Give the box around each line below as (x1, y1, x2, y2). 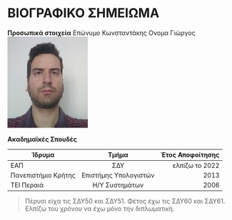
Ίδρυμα (31, 151, 55, 159)
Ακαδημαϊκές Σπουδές (7, 135, 77, 143)
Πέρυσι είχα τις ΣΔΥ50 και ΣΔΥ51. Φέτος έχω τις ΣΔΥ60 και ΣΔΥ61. (24, 197, 226, 205)
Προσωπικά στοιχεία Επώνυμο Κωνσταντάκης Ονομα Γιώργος (7, 28, 196, 37)
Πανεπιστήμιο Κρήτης (10, 171, 76, 179)
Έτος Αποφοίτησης (160, 151, 220, 159)
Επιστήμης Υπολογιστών (81, 171, 155, 179)
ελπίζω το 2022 (172, 161, 220, 169)
